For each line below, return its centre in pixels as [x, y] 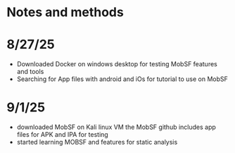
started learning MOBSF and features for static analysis [97, 142]
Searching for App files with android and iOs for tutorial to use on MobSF [122, 79]
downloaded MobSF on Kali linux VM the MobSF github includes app [116, 127]
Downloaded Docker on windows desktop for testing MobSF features [117, 64]
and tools [30, 72]
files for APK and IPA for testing [62, 135]
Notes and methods [65, 12]
